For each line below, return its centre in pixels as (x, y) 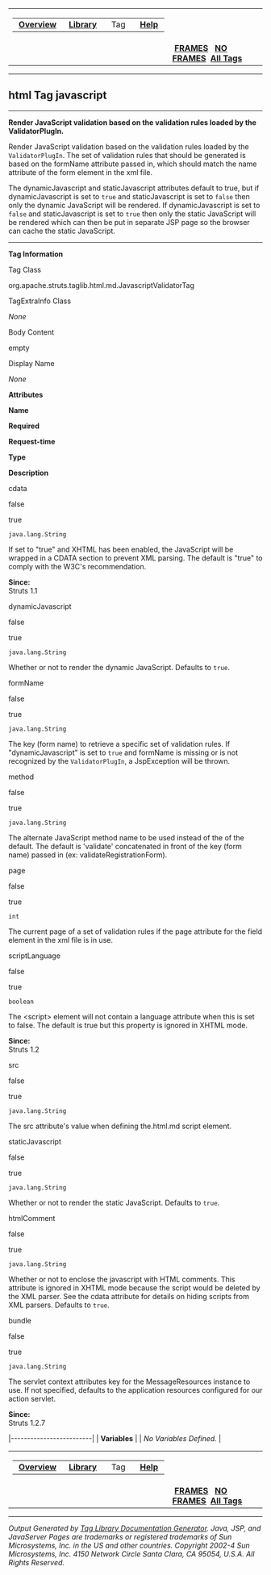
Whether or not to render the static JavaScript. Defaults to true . (114, 1202)
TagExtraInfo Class (40, 301)
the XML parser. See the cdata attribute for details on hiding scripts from (129, 1296)
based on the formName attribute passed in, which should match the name (133, 164)
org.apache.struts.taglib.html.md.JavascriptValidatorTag (102, 285)
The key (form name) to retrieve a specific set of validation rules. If (119, 744)
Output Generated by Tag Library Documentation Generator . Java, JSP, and (135, 1528)
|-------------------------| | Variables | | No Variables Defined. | (115, 1438)
